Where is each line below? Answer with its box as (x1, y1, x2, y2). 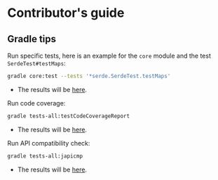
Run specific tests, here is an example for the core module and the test (7, 51, 212, 60)
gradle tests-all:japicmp (7, 153, 83, 160)
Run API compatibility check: (7, 139, 90, 147)
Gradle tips (7, 33, 57, 45)
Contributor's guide (7, 5, 125, 21)
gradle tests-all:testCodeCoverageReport (7, 112, 130, 120)
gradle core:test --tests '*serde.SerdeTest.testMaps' (7, 72, 171, 79)
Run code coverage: (7, 98, 66, 107)
